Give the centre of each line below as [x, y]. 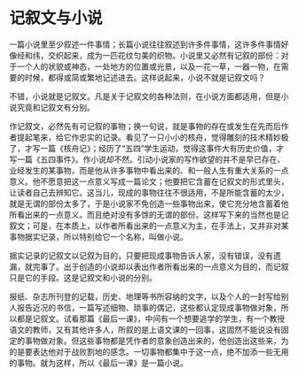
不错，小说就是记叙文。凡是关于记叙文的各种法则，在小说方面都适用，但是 [145, 96]
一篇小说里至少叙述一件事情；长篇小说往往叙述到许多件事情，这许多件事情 [145, 44]
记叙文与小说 [56, 18]
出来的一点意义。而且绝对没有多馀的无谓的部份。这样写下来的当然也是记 [157, 214]
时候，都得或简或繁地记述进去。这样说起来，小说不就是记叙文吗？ [145, 77]
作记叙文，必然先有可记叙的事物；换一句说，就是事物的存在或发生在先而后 [145, 126]
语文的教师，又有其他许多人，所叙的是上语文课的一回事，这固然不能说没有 [145, 329]
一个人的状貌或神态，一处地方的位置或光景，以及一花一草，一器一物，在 [149, 66]
